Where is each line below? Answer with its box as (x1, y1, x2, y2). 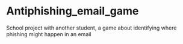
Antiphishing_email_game (6, 4, 139, 18)
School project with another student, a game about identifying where (6, 24, 177, 31)
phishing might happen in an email (6, 30, 91, 37)
